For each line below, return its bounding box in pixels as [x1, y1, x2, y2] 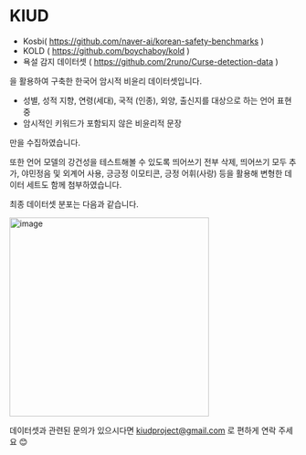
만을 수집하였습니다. [9, 137, 80, 148]
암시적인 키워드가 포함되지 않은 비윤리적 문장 [22, 118, 183, 129]
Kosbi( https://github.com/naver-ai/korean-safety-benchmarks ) [22, 36, 265, 47]
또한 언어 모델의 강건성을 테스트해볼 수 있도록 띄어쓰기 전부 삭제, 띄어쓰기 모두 [9, 156, 288, 167]
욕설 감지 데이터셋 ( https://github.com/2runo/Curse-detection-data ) [22, 56, 279, 67]
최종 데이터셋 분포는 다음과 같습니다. [9, 198, 139, 210]
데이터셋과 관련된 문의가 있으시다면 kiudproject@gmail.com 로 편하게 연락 [9, 425, 277, 436]
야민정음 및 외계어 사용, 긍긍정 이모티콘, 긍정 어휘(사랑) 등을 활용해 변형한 [21, 168, 283, 179]
